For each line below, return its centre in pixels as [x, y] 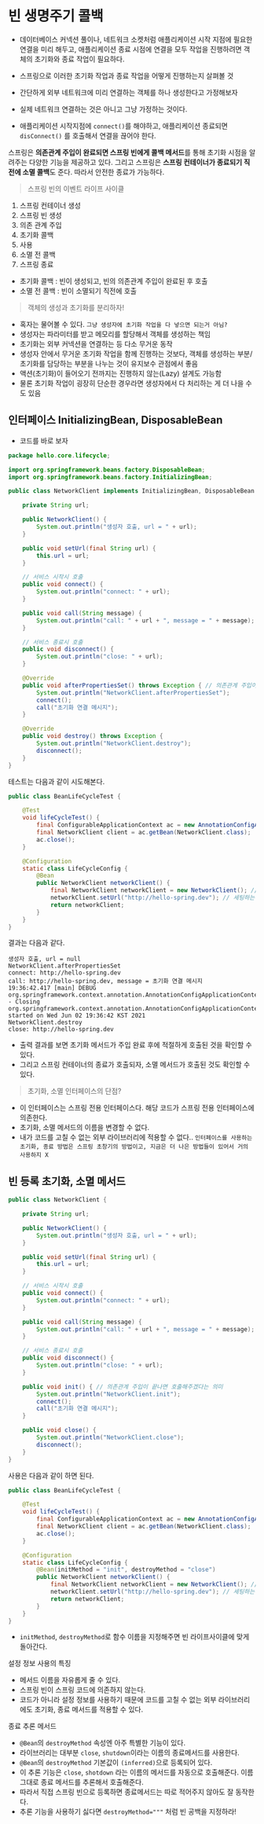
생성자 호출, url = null [44, 960]
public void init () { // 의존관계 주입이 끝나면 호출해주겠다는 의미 [123, 1387]
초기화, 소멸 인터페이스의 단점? [74, 1091]
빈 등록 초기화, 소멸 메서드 [67, 1181]
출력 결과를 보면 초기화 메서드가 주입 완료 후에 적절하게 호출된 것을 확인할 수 [136, 1045]
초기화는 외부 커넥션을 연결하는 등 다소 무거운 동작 [96, 343]
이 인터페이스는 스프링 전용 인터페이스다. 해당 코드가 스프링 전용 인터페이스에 [137, 1108]
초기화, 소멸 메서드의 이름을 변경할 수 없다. [84, 1128]
